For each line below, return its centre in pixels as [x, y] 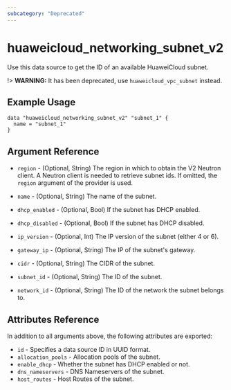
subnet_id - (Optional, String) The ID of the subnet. [90, 277]
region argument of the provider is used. [75, 183]
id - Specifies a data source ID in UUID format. [84, 349]
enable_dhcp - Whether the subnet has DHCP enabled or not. [103, 364]
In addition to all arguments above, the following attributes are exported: [110, 336]
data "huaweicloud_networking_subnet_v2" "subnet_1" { [88, 118]
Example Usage [41, 102]
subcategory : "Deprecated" [46, 14]
